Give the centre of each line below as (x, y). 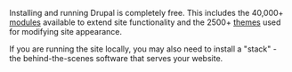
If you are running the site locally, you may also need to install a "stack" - (143, 49)
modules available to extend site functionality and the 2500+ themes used (145, 22)
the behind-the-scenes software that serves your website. (116, 58)
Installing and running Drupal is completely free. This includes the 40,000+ (146, 13)
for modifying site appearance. (66, 32)
